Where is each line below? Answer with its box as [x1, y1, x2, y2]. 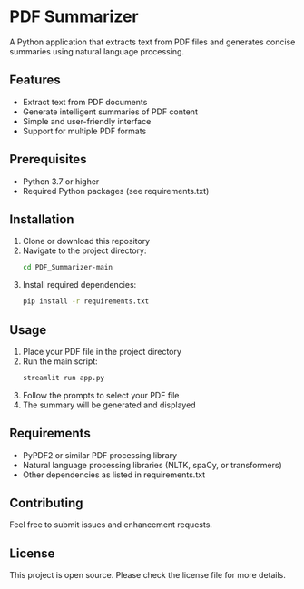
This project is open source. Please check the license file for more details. [9, 570, 286, 581]
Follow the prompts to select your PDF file [22, 389, 180, 400]
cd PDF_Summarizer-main [22, 263, 113, 272]
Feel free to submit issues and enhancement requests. [9, 519, 213, 530]
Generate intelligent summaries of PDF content [22, 106, 198, 117]
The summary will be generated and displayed [22, 399, 197, 410]
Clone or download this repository [22, 236, 151, 247]
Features [9, 73, 61, 88]
